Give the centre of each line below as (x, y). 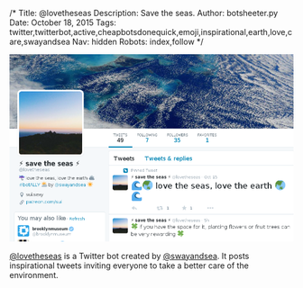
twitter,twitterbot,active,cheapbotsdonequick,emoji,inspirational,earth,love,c (151, 32)
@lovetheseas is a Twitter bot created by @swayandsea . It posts (129, 256)
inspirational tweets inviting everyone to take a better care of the (129, 265)
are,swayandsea (40, 41)
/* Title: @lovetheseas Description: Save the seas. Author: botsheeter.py (144, 13)
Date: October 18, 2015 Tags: (63, 22)
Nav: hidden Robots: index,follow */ (138, 41)
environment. (34, 274)
